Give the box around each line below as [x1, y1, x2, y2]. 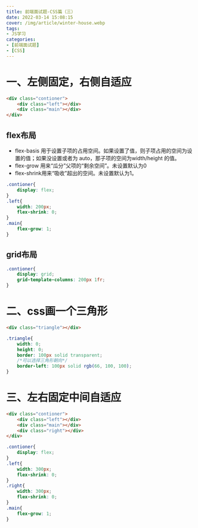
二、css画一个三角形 [6, 304, 108, 318]
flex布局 [6, 130, 37, 141]
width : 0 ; [17, 341, 42, 347]
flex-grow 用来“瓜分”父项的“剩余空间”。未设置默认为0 [14, 162, 147, 169]
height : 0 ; [17, 346, 44, 353]
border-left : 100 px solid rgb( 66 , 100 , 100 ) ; [17, 363, 132, 370]
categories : [6, 36, 36, 42]
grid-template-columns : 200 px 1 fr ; [17, 277, 106, 283]
